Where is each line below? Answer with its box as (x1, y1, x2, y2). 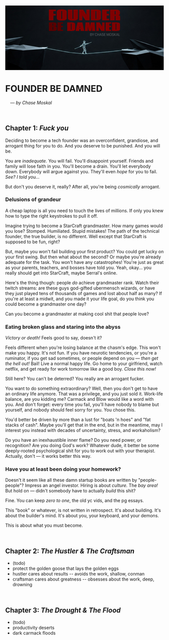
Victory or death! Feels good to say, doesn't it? (5, 335, 102, 341)
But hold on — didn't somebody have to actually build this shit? (5, 488, 136, 494)
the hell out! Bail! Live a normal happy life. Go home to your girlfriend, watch (5, 361, 162, 367)
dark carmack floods (12, 630, 56, 636)
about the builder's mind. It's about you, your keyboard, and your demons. (5, 513, 159, 519)
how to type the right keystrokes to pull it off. (5, 212, 98, 219)
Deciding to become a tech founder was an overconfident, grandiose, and (5, 137, 158, 144)
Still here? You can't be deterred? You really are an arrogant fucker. (5, 376, 145, 382)
